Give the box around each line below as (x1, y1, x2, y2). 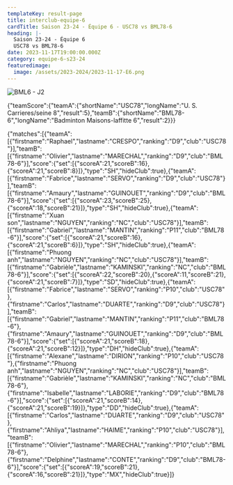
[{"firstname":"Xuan (7, 210, 65, 220)
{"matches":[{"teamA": (7, 130, 73, 138)
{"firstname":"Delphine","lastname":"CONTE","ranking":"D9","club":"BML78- (7, 455, 226, 463)
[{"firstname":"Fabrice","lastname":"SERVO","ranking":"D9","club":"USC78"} (7, 174, 226, 182)
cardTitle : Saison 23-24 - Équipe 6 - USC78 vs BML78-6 (7, 23, 172, 30)
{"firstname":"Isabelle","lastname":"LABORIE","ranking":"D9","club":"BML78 (7, 388, 225, 397)
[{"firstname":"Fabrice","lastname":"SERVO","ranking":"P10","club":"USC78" (7, 285, 225, 293)
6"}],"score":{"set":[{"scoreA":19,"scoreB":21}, (7, 463, 140, 471)
